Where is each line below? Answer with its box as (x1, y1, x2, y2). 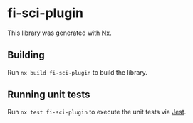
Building (7, 49, 45, 61)
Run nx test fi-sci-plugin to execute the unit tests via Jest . (7, 107, 187, 116)
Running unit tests (7, 89, 90, 101)
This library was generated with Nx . (7, 28, 112, 37)
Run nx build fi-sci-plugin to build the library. (7, 68, 148, 76)
